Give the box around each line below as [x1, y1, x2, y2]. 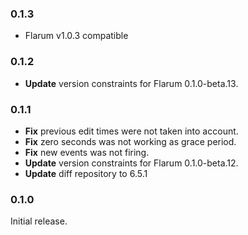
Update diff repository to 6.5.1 [24, 167, 148, 179]
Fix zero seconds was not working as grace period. [24, 135, 237, 147]
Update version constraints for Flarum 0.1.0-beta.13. [24, 77, 239, 89]
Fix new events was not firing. [24, 146, 150, 158]
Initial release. [10, 215, 68, 227]
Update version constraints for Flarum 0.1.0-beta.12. [24, 157, 239, 169]
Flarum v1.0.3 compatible [24, 30, 129, 42]
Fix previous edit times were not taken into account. [24, 125, 239, 137]
